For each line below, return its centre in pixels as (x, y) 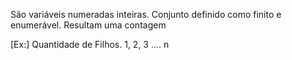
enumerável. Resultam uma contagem (88, 25)
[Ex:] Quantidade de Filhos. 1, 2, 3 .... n (90, 44)
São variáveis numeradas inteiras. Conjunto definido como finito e (146, 14)
